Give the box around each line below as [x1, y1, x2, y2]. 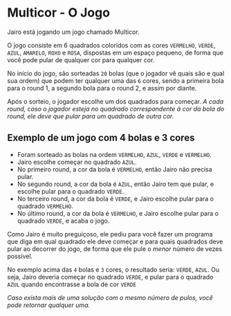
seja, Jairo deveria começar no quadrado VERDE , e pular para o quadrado [7, 272, 214, 281]
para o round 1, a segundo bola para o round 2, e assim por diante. [7, 84, 197, 92]
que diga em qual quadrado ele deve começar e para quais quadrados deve [7, 237, 223, 245]
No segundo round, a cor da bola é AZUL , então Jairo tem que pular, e [17, 180, 214, 188]
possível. [7, 252, 33, 260]
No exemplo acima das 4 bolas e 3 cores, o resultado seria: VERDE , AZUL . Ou [7, 265, 220, 274]
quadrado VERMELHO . [17, 202, 74, 210]
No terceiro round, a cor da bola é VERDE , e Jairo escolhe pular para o [17, 194, 214, 203]
